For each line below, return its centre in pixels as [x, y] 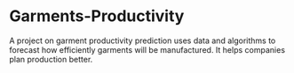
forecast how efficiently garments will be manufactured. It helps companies [147, 49]
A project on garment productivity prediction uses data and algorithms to [143, 40]
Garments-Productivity [97, 16]
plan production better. [51, 59]
